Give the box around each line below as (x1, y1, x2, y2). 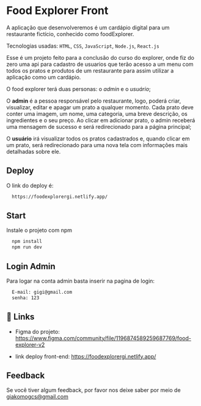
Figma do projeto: (15, 328, 60, 335)
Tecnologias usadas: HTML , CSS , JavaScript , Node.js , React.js (6, 42, 160, 49)
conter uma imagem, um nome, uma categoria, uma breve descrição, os (6, 110, 188, 117)
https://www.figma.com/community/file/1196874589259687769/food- (15, 334, 191, 342)
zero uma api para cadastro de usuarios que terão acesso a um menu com (6, 60, 194, 68)
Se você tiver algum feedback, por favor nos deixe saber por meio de (6, 386, 181, 394)
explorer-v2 (15, 341, 45, 348)
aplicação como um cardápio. (6, 73, 81, 81)
